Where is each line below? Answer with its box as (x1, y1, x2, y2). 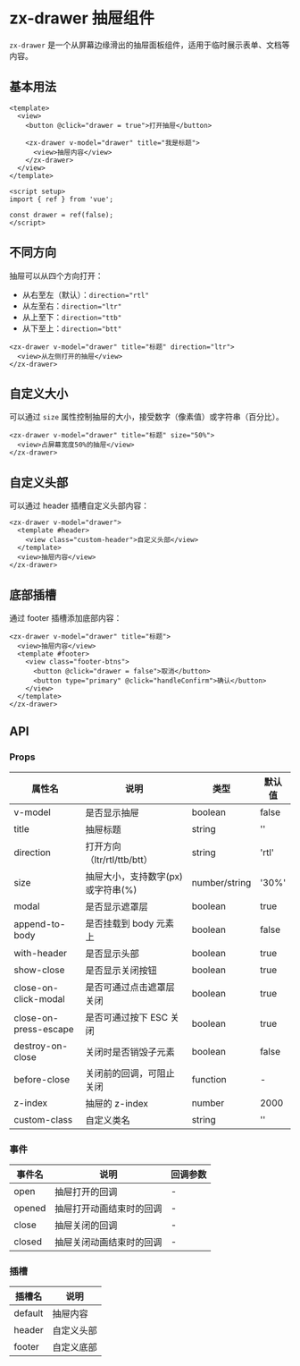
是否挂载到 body (85, 917, 154, 929)
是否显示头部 (85, 947, 140, 960)
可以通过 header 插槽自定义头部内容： (9, 500, 150, 511)
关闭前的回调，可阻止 (85, 1066, 176, 1079)
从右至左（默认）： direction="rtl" (21, 289, 150, 300)
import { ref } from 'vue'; (9, 194, 114, 204)
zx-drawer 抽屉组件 (9, 8, 154, 29)
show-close (13, 963, 65, 976)
